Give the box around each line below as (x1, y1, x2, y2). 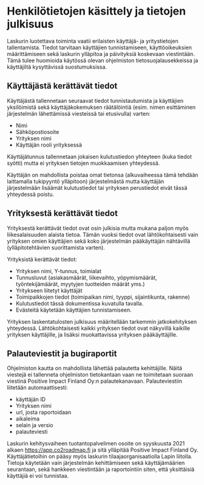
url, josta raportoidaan (15, 409, 72, 416)
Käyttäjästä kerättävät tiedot (7, 81, 118, 91)
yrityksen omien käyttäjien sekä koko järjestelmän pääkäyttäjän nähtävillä (7, 237, 191, 245)
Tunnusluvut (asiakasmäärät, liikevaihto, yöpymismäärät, (15, 274, 157, 281)
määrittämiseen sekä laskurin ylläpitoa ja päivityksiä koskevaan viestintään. (7, 50, 195, 57)
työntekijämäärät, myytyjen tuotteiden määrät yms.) (15, 280, 145, 287)
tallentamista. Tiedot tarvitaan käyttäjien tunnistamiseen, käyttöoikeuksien (7, 44, 192, 51)
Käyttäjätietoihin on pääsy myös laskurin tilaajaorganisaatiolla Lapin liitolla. (7, 453, 193, 460)
